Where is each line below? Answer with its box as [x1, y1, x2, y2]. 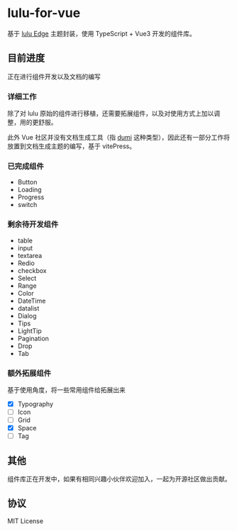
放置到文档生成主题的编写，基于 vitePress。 [7, 142, 136, 150]
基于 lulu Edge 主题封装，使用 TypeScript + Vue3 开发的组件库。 [7, 29, 197, 38]
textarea [17, 251, 43, 259]
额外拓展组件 [7, 368, 52, 378]
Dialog [17, 311, 37, 320]
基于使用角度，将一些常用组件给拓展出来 [7, 385, 126, 394]
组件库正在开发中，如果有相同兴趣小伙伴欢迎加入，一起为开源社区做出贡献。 [7, 475, 231, 484]
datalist [17, 303, 40, 313]
